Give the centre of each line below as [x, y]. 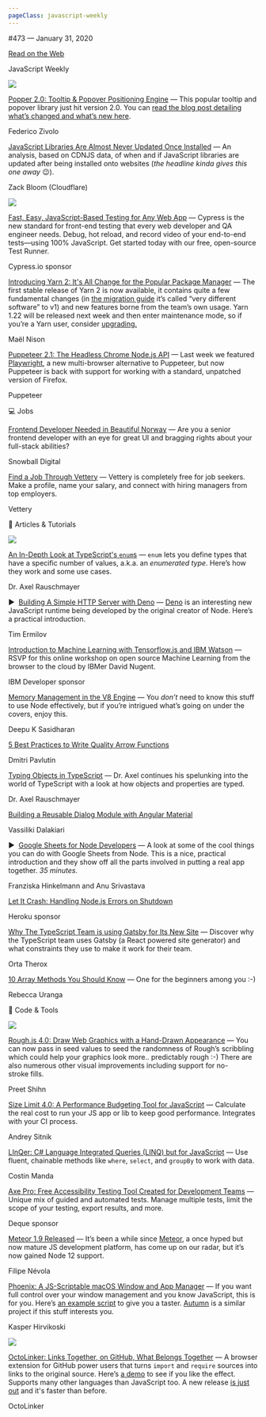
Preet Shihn [27, 1089]
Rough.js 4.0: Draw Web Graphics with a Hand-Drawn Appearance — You [129, 1040]
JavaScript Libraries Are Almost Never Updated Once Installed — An [120, 147]
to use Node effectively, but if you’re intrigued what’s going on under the [127, 705]
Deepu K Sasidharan [42, 729]
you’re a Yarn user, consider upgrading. [72, 324]
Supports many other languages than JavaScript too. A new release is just [129, 1382]
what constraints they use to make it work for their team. [100, 948]
